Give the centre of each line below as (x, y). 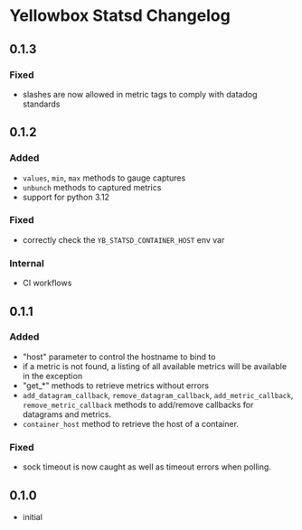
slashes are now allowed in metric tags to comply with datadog (140, 94)
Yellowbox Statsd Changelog (120, 16)
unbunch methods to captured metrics (92, 187)
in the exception (52, 376)
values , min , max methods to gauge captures (104, 178)
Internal (27, 263)
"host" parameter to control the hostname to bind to (119, 357)
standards (41, 104)
